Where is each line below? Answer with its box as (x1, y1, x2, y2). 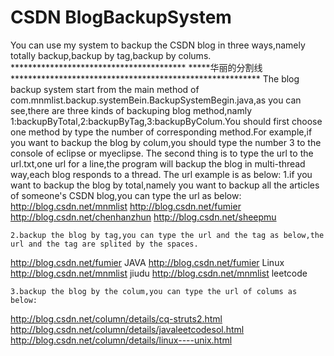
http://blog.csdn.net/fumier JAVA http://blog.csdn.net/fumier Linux (10, 256, 285, 268)
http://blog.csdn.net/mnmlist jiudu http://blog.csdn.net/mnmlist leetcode (10, 267, 308, 279)
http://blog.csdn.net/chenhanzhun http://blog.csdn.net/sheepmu (10, 211, 277, 223)
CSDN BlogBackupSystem (10, 6, 232, 29)
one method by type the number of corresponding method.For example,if (10, 126, 313, 138)
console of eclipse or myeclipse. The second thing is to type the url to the (10, 147, 314, 159)
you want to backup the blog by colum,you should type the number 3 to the (10, 136, 322, 148)
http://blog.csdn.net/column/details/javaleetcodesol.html (10, 323, 245, 335)
